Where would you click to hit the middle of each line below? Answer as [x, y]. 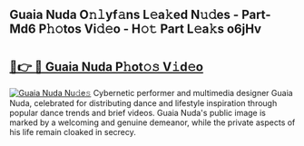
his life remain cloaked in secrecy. [73, 132]
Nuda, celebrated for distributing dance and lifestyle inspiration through [143, 103]
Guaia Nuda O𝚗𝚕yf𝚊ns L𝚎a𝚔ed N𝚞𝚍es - [124, 15]
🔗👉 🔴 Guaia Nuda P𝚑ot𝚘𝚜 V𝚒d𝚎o [107, 67]
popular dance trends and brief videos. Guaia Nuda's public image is [137, 113]
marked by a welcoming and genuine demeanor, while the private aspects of [152, 122]
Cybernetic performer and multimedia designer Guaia [193, 93]
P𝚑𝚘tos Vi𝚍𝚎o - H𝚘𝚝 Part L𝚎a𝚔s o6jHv [150, 29]
